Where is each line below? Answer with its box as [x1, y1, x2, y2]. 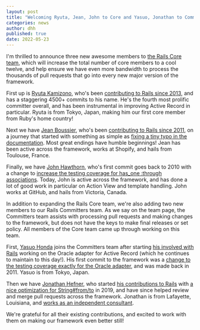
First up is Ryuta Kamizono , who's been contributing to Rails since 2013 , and [6, 90, 193, 96]
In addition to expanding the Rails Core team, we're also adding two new [6, 200, 183, 207]
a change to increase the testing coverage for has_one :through [6, 170, 162, 176]
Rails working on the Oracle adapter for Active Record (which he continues [6, 250, 189, 257]
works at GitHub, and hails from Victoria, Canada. [6, 189, 128, 195]
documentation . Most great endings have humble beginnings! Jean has [6, 139, 181, 146]
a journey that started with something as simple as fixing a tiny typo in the [6, 133, 187, 140]
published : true [6, 31, 46, 37]
